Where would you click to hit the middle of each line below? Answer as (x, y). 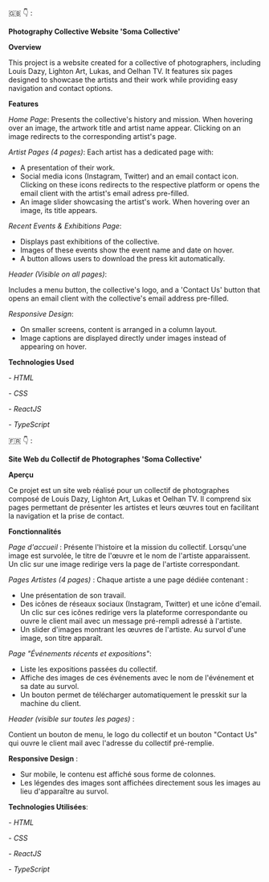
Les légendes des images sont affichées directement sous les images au (140, 783)
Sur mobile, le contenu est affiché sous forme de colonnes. (118, 774)
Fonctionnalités (35, 531)
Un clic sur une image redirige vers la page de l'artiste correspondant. (124, 564)
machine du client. (51, 703)
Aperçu (21, 475)
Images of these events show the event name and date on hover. (127, 250)
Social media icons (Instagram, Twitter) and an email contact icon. (129, 176)
